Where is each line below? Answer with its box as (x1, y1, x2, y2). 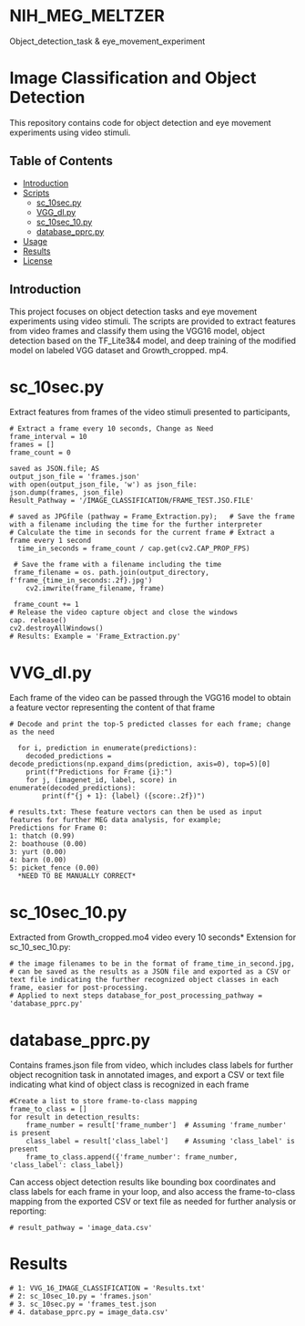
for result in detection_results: (9, 1112, 141, 1122)
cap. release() (9, 616, 67, 625)
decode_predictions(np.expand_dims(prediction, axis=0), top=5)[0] (9, 759, 271, 769)
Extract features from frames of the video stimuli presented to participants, (9, 407, 290, 418)
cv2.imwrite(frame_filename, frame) (25, 584, 166, 593)
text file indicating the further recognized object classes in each (9, 976, 280, 985)
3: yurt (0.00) (9, 848, 67, 857)
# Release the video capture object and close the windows (9, 608, 239, 617)
